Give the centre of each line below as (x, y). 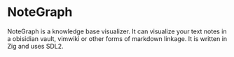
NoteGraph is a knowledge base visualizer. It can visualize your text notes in (117, 31)
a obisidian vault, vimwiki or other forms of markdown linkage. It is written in (117, 38)
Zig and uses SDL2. (36, 46)
